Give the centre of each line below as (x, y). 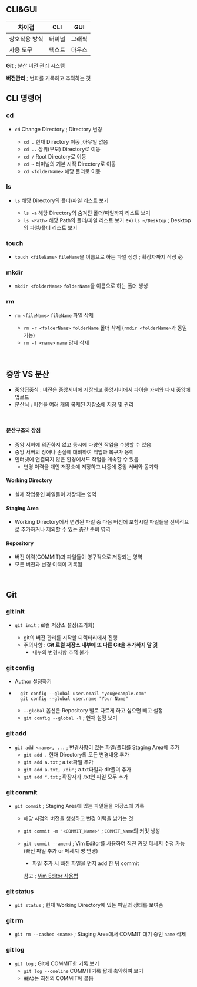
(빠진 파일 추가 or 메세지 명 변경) (61, 850)
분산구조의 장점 (24, 430)
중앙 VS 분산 (28, 374)
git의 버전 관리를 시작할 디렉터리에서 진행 (70, 638)
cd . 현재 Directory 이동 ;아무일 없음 (66, 141)
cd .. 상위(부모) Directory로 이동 (62, 149)
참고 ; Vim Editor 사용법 (51, 876)
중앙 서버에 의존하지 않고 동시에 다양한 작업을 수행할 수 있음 (83, 444)
